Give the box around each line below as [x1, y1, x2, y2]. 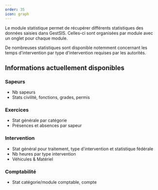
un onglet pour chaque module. [5, 35, 68, 41]
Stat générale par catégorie [12, 117, 67, 124]
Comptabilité [5, 168, 36, 175]
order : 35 [5, 7, 25, 12]
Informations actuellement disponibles [5, 63, 125, 72]
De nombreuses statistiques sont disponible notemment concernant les [5, 45, 148, 50]
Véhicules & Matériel [12, 156, 53, 162]
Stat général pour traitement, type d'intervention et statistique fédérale [12, 146, 154, 152]
